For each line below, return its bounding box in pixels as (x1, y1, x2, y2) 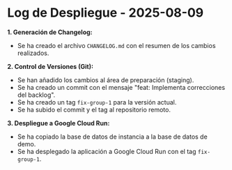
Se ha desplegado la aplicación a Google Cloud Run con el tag (17, 147, 196, 155)
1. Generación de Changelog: (7, 28, 93, 36)
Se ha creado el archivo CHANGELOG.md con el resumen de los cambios (17, 41, 216, 49)
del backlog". (17, 91, 56, 99)
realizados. (17, 49, 49, 57)
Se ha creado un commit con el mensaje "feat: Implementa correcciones (17, 83, 225, 91)
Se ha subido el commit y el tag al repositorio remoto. (17, 105, 171, 114)
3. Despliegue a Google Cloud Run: (7, 118, 110, 127)
